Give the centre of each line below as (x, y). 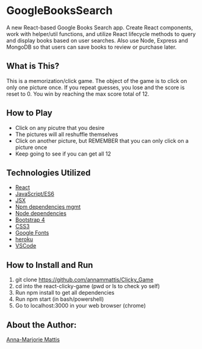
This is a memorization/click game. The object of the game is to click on (97, 81)
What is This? (33, 66)
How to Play (30, 113)
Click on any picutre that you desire (60, 128)
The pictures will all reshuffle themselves (67, 134)
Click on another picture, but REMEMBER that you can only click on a (102, 140)
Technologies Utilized (49, 172)
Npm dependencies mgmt (48, 207)
